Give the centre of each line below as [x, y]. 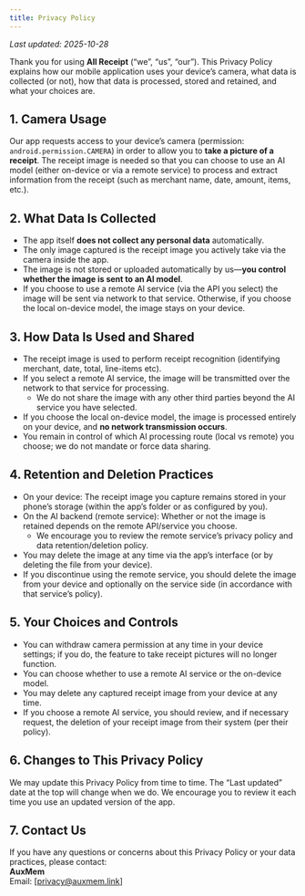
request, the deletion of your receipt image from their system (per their [155, 722]
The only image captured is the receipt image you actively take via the [154, 250]
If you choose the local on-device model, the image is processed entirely [159, 417]
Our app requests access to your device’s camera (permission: [127, 141]
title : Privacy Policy [52, 18]
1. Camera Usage [58, 120]
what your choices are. [52, 90]
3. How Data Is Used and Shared [102, 337]
